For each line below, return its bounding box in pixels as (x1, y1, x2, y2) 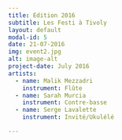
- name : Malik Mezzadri (15, 77, 93, 84)
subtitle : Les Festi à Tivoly (8, 19, 108, 27)
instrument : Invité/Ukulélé (22, 113, 114, 121)
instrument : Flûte (22, 84, 83, 92)
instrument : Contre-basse (22, 99, 108, 106)
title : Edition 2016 (8, 11, 76, 20)
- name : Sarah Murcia (15, 92, 87, 99)
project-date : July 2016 (8, 63, 90, 70)
